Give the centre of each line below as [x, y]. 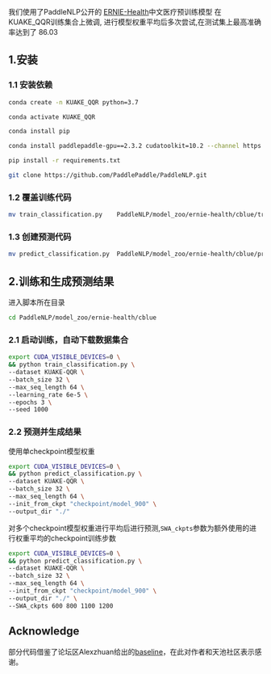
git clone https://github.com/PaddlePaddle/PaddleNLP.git [108, 175]
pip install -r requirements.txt [65, 161]
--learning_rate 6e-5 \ [48, 394]
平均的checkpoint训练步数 [73, 538]
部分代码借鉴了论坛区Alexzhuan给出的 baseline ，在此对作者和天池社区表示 [132, 651]
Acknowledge [44, 632]
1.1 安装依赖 [31, 85]
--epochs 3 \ [30, 402]
